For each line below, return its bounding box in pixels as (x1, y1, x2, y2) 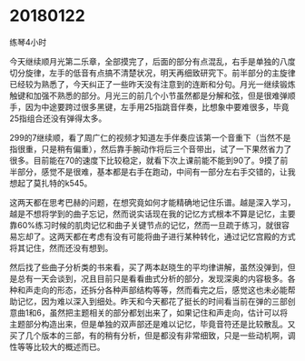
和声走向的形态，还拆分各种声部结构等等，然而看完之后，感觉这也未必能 (16, 284, 288, 296)
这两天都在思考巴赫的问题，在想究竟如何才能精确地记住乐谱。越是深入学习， (9, 196, 296, 207)
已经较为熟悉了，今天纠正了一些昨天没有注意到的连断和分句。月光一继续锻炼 (9, 78, 296, 89)
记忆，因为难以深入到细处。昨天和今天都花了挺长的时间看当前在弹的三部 (16, 296, 288, 306)
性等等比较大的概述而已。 (9, 341, 105, 352)
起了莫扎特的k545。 (16, 177, 93, 188)
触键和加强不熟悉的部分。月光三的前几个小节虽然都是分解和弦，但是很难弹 (9, 90, 288, 101)
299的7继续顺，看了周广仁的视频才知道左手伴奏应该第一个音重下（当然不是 (9, 132, 291, 143)
